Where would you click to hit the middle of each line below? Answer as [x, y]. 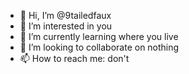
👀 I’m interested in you [66, 26]
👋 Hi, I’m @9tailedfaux [65, 15]
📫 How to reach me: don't [74, 58]
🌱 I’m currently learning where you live [99, 36]
